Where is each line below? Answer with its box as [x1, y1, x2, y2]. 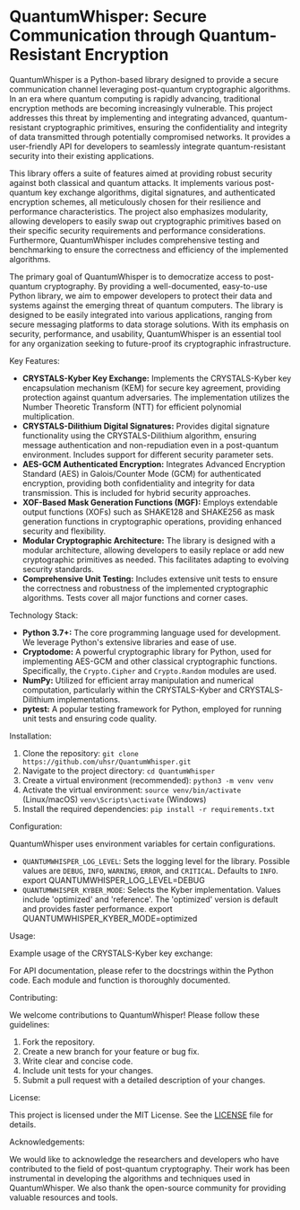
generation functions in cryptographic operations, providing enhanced [21, 516, 282, 526]
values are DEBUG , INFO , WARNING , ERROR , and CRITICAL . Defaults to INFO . [21, 865, 279, 876]
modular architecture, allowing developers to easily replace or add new [21, 544, 285, 555]
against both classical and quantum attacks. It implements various [9, 177, 253, 188]
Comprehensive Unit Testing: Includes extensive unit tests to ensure [21, 573, 279, 584]
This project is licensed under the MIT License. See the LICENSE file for [9, 1109, 274, 1120]
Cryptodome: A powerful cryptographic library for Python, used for [21, 646, 272, 657]
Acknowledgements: [9, 1136, 85, 1147]
